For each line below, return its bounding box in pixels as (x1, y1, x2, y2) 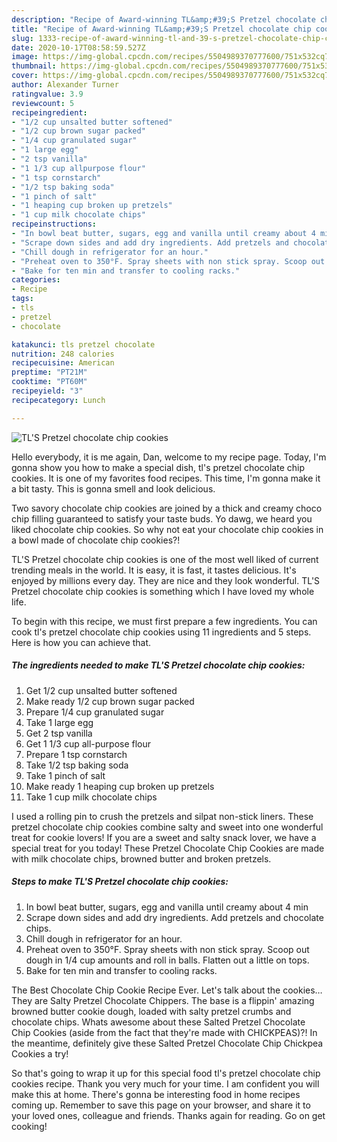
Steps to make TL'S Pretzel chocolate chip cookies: (11, 876, 229, 888)
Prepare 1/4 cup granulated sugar (25, 706, 165, 718)
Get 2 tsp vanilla (25, 727, 93, 739)
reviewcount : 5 (11, 98, 75, 108)
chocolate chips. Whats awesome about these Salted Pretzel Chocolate (11, 1016, 306, 1028)
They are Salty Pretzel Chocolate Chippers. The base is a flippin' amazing (11, 994, 315, 1006)
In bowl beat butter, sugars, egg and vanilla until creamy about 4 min (25, 901, 309, 913)
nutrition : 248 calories (11, 349, 115, 359)
